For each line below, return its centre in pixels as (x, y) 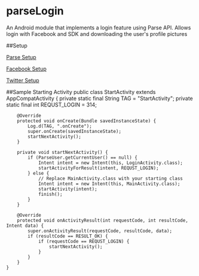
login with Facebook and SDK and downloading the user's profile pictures (97, 34)
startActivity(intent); (68, 189)
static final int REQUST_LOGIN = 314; (52, 104)
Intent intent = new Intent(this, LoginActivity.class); (111, 163)
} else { (39, 173)
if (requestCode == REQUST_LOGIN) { (84, 241)
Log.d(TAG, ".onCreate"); (60, 126)
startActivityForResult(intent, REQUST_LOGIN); (99, 168)
